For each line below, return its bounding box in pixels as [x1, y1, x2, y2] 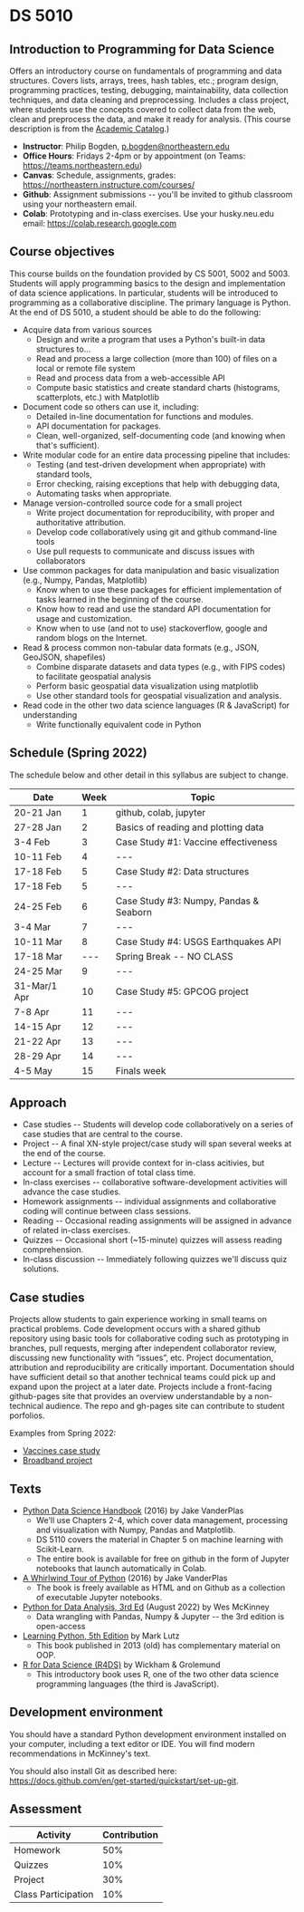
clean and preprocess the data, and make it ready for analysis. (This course [9, 114, 291, 124]
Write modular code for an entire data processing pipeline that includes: [22, 449, 291, 460]
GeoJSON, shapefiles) [22, 652, 106, 662]
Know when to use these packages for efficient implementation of [35, 584, 282, 594]
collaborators [35, 555, 86, 566]
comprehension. [22, 1244, 84, 1255]
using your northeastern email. [22, 198, 138, 209]
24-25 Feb [14, 900, 62, 913]
